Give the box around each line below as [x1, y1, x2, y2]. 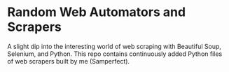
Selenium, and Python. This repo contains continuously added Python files [7, 50, 223, 58]
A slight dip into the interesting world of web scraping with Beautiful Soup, [7, 42, 222, 50]
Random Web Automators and [7, 4, 186, 20]
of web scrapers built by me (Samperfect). [7, 57, 130, 65]
